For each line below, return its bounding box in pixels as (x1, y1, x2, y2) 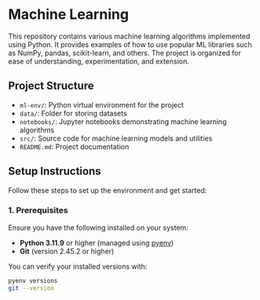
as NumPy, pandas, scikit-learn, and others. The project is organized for (8, 48, 242, 57)
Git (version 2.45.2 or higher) (19, 246, 115, 256)
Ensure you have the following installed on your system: (8, 222, 189, 232)
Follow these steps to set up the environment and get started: (8, 185, 207, 195)
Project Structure (8, 79, 94, 93)
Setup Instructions (8, 165, 101, 178)
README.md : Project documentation (19, 141, 130, 151)
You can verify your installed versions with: (8, 262, 148, 271)
